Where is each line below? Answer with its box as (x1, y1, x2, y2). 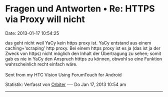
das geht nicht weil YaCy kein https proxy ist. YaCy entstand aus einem (5, 39, 151, 45)
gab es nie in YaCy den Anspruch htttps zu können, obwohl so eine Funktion (5, 55, 162, 61)
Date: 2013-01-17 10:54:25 (5, 30, 59, 36)
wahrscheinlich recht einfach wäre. (5, 61, 77, 67)
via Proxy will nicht (5, 13, 85, 25)
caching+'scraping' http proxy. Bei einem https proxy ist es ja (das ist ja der (5, 45, 161, 51)
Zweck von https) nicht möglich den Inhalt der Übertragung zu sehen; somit (5, 50, 161, 56)
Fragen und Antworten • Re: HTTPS (5, 3, 155, 14)
